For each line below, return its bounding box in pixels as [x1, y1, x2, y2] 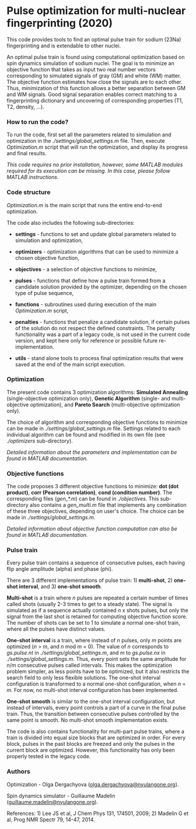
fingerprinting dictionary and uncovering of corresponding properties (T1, [6, 97, 183, 104]
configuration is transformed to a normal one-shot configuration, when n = [6, 680, 186, 687]
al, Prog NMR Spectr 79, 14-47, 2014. [6, 816, 95, 823]
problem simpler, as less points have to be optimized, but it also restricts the [6, 668, 190, 675]
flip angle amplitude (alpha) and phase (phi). [6, 566, 113, 573]
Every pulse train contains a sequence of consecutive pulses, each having [6, 559, 185, 566]
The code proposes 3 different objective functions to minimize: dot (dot [6, 483, 179, 490]
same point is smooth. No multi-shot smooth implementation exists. [6, 717, 169, 724]
